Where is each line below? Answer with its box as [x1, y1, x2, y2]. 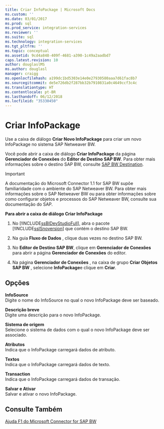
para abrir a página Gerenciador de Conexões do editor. [12, 250, 127, 256]
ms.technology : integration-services [5, 39, 82, 44]
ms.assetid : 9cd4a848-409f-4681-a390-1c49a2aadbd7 [5, 53, 111, 58]
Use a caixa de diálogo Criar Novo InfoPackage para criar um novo [5, 136, 141, 142]
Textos [5, 356, 20, 362]
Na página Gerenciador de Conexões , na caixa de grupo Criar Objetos [12, 259, 158, 266]
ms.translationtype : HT [5, 85, 54, 90]
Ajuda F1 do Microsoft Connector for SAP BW [5, 418, 97, 424]
